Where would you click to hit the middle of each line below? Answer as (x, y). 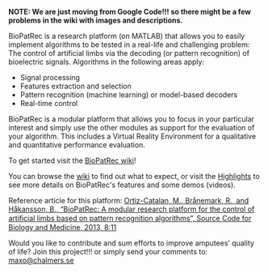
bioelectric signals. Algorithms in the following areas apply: (106, 62)
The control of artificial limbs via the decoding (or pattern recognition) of (129, 53)
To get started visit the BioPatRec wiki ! (72, 160)
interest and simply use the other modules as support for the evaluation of (132, 128)
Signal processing (50, 77)
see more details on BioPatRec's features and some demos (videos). (122, 185)
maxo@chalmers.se (41, 260)
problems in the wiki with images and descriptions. (96, 20)
